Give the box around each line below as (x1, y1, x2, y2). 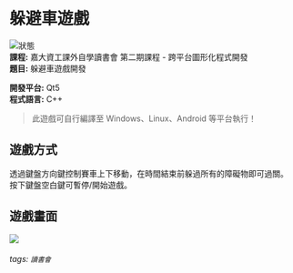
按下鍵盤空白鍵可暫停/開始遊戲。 (9, 179, 133, 190)
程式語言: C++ (9, 93, 64, 105)
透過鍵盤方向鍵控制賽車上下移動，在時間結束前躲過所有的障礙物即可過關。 (9, 167, 288, 178)
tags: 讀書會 (9, 254, 52, 265)
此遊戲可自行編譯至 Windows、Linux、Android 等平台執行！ (31, 113, 258, 124)
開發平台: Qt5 (9, 82, 61, 93)
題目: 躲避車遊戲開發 (9, 63, 86, 74)
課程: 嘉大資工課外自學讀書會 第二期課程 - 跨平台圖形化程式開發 (9, 51, 248, 62)
